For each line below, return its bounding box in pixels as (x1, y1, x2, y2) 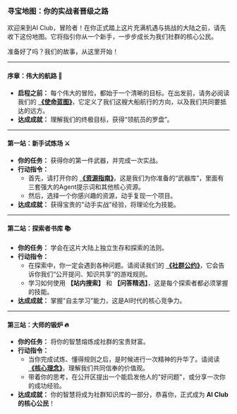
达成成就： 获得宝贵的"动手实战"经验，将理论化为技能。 (17, 200, 180, 209)
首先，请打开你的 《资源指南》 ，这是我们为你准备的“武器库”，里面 (28, 173, 218, 182)
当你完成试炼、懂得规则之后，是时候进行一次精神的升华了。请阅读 (28, 355, 220, 364)
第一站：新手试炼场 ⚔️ (7, 139, 71, 147)
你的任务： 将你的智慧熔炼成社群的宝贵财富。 (17, 337, 150, 346)
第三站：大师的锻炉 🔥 (7, 320, 69, 329)
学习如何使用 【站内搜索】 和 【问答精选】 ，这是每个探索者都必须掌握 (28, 279, 229, 287)
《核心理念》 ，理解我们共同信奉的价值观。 (28, 364, 150, 372)
